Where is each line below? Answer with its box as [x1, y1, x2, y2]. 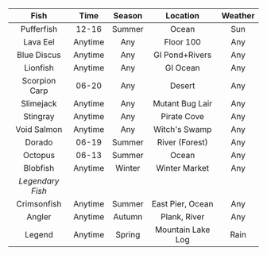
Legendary [18, 176, 60, 186]
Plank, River [160, 211, 205, 222]
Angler [26, 211, 52, 222]
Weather [221, 10, 255, 21]
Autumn [113, 211, 143, 222]
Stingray [23, 111, 55, 122]
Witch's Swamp [153, 124, 212, 134]
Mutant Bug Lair [153, 99, 213, 109]
